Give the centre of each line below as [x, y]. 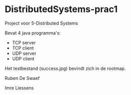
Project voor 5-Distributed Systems [41, 23]
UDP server [24, 53]
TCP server [24, 42]
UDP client [23, 58]
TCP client [23, 48]
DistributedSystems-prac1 [61, 9]
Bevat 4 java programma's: [33, 33]
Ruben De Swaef [22, 78]
